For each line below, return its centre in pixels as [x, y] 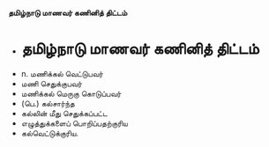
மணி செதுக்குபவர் [52, 84]
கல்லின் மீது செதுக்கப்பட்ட [64, 113]
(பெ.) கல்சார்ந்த [48, 103]
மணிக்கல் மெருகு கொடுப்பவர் [71, 93]
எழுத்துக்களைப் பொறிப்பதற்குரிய [75, 123]
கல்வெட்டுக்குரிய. [49, 133]
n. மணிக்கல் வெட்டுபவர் [62, 73]
